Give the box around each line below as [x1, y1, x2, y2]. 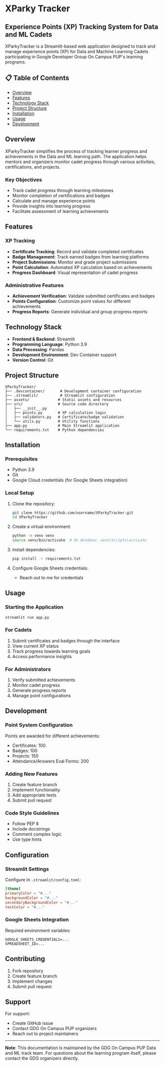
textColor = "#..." [5, 904, 45, 909]
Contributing [5, 955, 45, 963]
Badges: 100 [12, 747, 38, 754]
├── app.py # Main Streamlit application [5, 423, 120, 428]
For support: [5, 1011, 30, 1017]
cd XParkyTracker [12, 515, 48, 520]
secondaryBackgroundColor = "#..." [5, 900, 78, 905]
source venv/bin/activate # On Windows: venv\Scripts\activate [12, 538, 147, 543]
